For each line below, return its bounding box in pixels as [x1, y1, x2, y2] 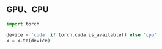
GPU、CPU [6, 4, 49, 15]
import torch [6, 21, 40, 27]
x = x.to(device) [6, 38, 51, 44]
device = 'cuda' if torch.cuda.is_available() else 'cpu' [6, 31, 157, 38]
